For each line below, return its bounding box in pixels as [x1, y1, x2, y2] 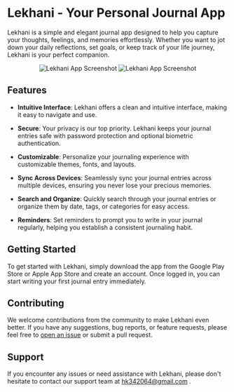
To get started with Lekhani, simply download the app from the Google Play [7, 262, 225, 271]
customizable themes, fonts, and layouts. [17, 160, 137, 168]
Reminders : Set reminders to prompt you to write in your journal [17, 215, 203, 224]
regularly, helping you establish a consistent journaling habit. [17, 223, 193, 231]
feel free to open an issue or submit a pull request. [7, 331, 153, 339]
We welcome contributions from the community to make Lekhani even [7, 316, 209, 324]
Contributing [7, 297, 64, 309]
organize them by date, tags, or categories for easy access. [17, 202, 190, 210]
